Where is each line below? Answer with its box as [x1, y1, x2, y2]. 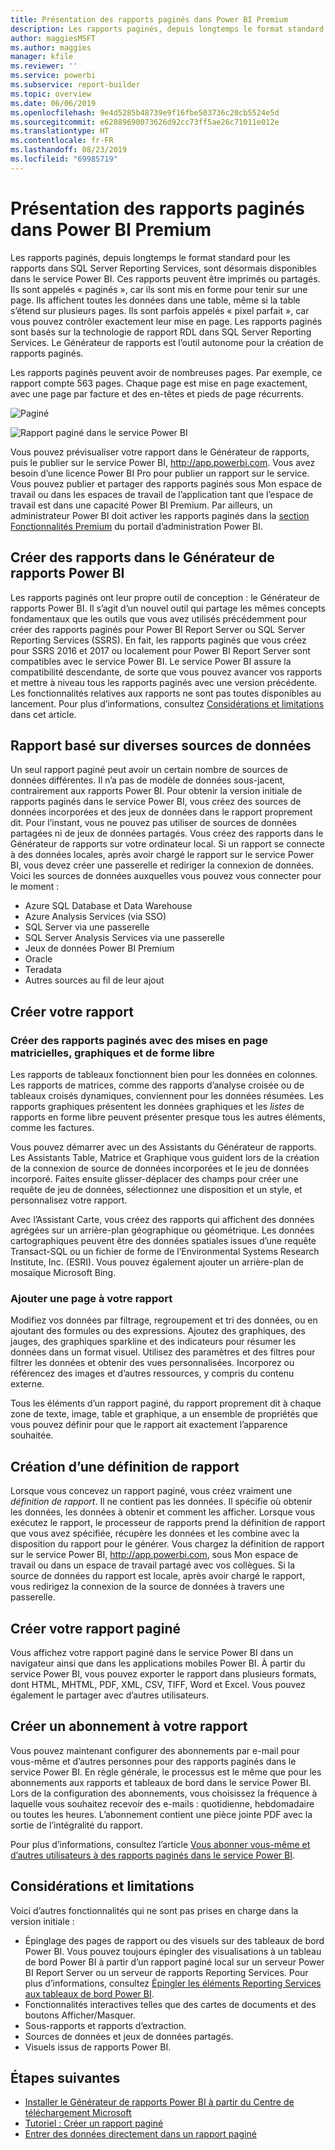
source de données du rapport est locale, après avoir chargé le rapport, [10, 1570, 306, 1582]
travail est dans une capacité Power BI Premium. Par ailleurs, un [10, 499, 273, 511]
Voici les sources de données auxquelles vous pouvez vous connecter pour [10, 870, 322, 882]
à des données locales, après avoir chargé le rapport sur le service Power [10, 849, 315, 861]
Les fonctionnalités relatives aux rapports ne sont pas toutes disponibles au [10, 687, 322, 699]
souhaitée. [10, 1429, 54, 1441]
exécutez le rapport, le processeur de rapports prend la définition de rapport [10, 1517, 326, 1529]
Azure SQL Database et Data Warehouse [24, 900, 193, 912]
